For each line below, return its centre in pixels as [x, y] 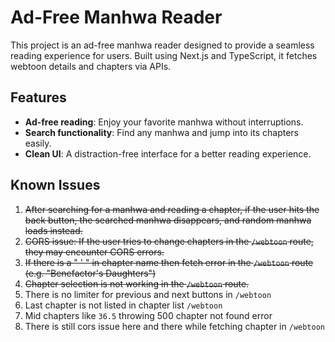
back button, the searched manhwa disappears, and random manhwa [168, 220]
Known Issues [55, 185]
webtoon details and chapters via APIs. [91, 66]
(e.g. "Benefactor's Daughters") [90, 273]
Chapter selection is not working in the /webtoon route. [137, 283]
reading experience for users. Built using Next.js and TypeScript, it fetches [164, 55]
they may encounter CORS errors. [94, 252]
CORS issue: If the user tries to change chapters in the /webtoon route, [169, 241]
